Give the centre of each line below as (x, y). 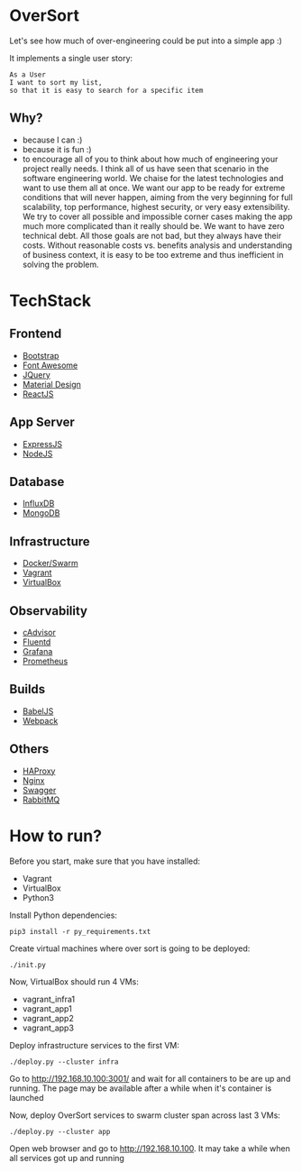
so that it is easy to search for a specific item (106, 90)
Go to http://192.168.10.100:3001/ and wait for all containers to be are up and (150, 1078)
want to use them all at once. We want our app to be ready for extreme (154, 188)
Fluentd (37, 642)
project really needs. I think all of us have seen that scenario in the (146, 169)
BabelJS (38, 711)
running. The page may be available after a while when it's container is (141, 1088)
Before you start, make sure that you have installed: (105, 861)
